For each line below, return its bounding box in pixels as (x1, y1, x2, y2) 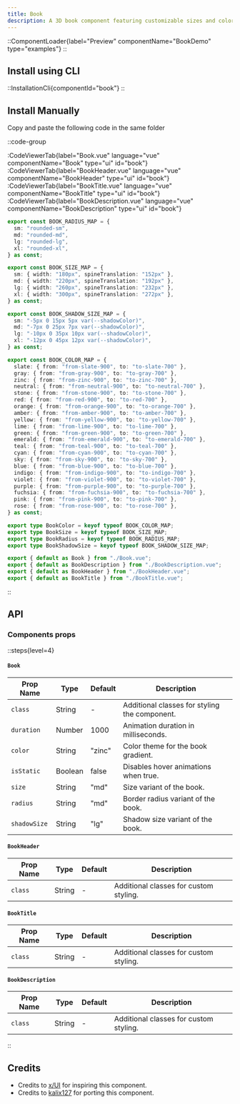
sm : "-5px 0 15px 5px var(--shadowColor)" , (14, 317, 145, 324)
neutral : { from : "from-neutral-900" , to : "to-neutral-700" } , (14, 383, 206, 390)
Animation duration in (122, 721, 195, 731)
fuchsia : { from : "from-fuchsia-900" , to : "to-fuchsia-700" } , (14, 489, 206, 496)
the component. (122, 708, 176, 718)
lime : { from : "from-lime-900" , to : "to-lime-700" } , (14, 423, 177, 430)
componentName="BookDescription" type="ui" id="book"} (7, 204, 182, 213)
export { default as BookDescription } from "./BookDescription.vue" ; (7, 561, 222, 568)
